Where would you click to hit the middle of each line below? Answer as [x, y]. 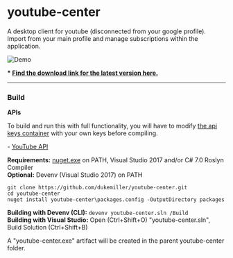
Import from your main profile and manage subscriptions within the [103, 38]
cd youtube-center [34, 194]
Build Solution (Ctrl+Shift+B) [48, 227]
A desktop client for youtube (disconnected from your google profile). [107, 31]
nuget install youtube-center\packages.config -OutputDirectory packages [116, 200]
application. [24, 46]
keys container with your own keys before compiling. [83, 133]
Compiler [20, 168]
